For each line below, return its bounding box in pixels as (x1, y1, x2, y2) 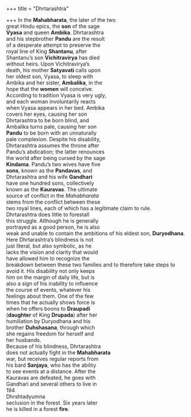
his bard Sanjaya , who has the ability (6, 361, 96, 369)
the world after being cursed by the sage (6, 155, 105, 161)
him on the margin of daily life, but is (6, 274, 95, 281)
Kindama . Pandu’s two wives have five (6, 161, 101, 168)
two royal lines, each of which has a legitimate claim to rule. (6, 205, 152, 211)
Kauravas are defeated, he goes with (6, 374, 96, 381)
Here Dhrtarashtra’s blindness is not (6, 236, 93, 243)
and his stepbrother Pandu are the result (6, 35, 105, 42)
